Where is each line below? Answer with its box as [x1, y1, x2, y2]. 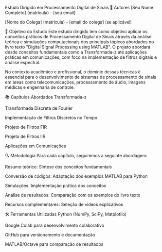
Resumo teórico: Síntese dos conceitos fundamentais [5, 164, 112, 169]
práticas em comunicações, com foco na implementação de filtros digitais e [5, 54, 157, 60]
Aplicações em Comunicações [5, 143, 67, 149]
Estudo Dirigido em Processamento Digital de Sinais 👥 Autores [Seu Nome [5, 5, 154, 10]
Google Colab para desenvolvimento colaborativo [5, 222, 105, 228]
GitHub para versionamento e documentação [5, 232, 95, 237]
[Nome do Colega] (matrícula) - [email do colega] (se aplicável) [5, 19, 132, 25]
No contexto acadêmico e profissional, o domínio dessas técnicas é [5, 69, 141, 75]
